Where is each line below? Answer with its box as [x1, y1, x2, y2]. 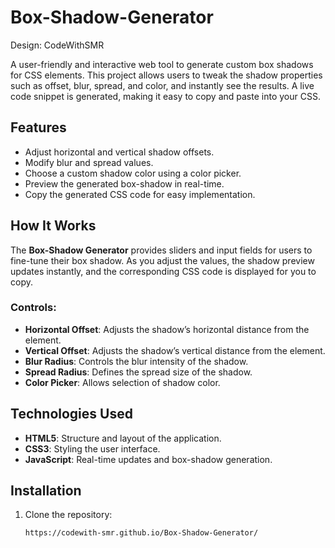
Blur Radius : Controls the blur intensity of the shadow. [24, 355, 249, 367]
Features [10, 119, 67, 136]
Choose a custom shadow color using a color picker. [24, 167, 242, 179]
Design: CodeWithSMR [10, 39, 105, 51]
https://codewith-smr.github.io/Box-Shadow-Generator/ [24, 528, 259, 538]
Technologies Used [10, 406, 133, 423]
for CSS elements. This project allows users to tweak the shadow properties [10, 69, 323, 81]
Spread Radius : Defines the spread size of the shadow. [24, 366, 253, 378]
